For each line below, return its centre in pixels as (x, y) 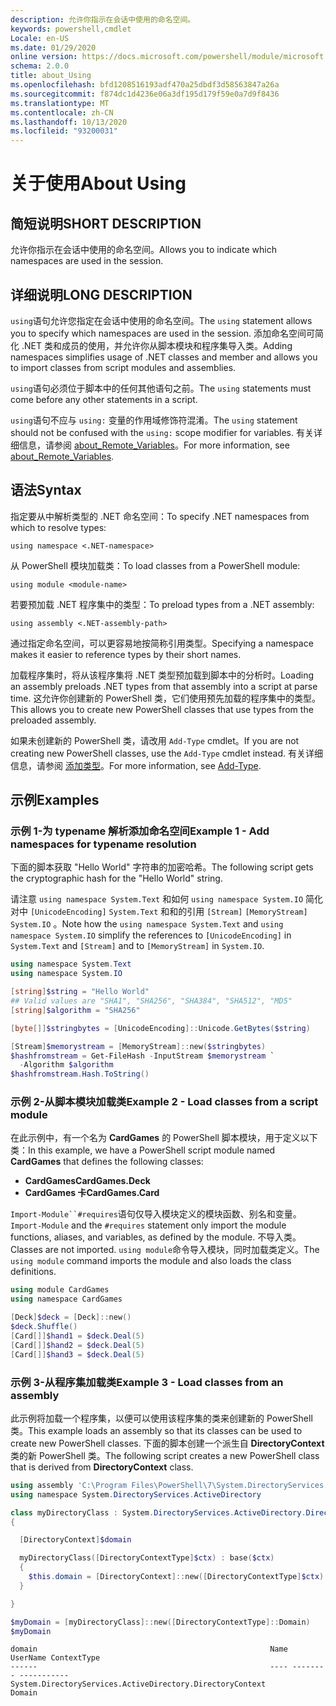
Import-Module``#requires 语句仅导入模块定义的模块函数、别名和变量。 (156, 1214)
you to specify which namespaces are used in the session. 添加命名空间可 (163, 333)
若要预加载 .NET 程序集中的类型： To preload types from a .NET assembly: (162, 604)
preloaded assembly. (53, 720)
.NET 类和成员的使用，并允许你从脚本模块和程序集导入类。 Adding (157, 345)
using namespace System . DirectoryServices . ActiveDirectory (136, 1494)
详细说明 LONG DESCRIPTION (101, 294)
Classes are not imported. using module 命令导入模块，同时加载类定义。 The (165, 1250)
